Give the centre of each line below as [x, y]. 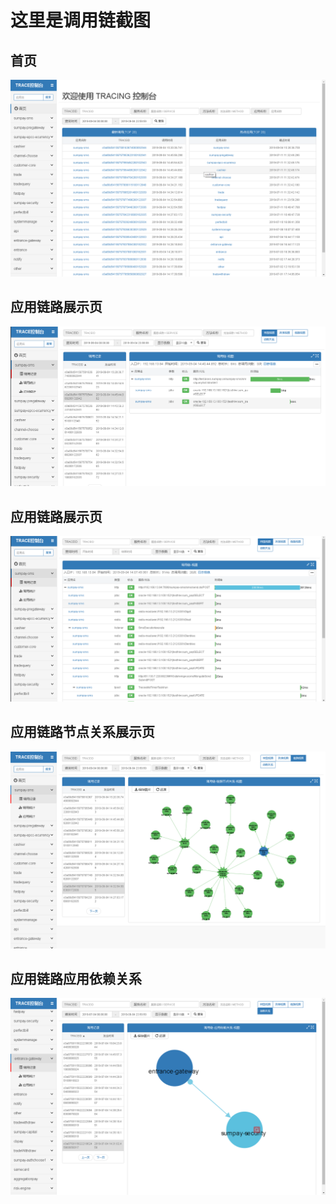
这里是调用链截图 [81, 20]
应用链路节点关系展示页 [82, 732]
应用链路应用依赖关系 [76, 979]
